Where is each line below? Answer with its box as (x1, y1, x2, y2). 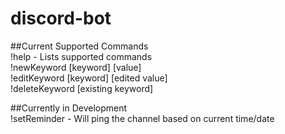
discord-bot (10, 7, 112, 30)
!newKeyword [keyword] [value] (10, 61, 142, 73)
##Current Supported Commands (10, 40, 149, 52)
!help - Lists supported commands (10, 50, 153, 62)
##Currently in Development (10, 102, 128, 114)
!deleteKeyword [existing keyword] (10, 82, 154, 94)
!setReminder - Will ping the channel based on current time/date (10, 112, 275, 124)
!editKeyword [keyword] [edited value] (10, 72, 168, 84)
